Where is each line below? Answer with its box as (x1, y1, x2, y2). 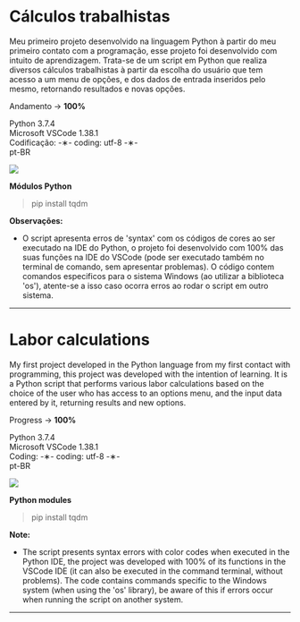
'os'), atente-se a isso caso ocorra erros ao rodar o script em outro (21, 280, 269, 291)
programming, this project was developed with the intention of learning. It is (9, 369, 288, 379)
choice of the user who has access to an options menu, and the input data (9, 388, 283, 398)
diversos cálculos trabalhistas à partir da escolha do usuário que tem (9, 64, 263, 75)
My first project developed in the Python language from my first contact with (9, 359, 291, 370)
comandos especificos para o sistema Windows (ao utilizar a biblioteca (21, 270, 284, 281)
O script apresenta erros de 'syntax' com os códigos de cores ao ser (21, 233, 276, 243)
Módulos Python (9, 181, 72, 192)
